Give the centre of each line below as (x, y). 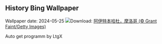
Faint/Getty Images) (26, 26)
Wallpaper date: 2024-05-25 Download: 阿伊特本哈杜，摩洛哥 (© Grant (81, 21)
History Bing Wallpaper (42, 8)
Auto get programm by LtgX (34, 36)
